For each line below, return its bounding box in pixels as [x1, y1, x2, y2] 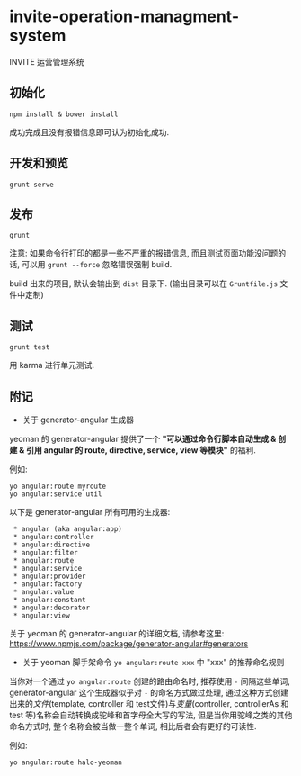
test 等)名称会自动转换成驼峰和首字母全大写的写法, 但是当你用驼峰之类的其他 [9, 709, 293, 720]
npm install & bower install [9, 110, 119, 119]
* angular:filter [13, 548, 78, 557]
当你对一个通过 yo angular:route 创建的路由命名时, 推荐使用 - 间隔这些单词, [9, 676, 290, 686]
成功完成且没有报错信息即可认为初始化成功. [9, 126, 170, 137]
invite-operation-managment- [9, 6, 240, 27]
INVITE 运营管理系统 [9, 56, 85, 67]
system [9, 25, 66, 46]
